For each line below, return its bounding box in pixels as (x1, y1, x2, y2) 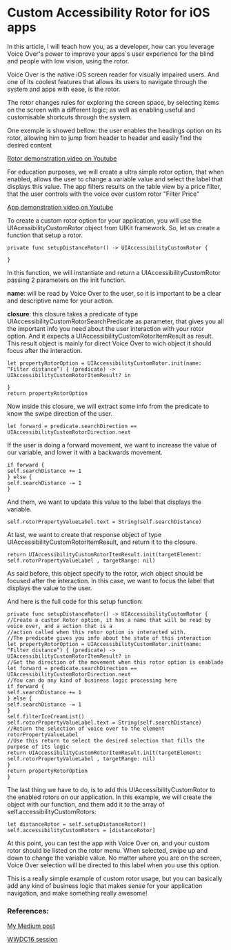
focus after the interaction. (7, 346, 83, 354)
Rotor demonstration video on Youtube (7, 154, 117, 163)
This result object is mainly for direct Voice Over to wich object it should (7, 339, 212, 347)
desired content (7, 141, 52, 149)
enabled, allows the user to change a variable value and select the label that (7, 174, 223, 183)
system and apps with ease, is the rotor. (7, 85, 121, 93)
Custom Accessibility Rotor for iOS (7, 5, 210, 21)
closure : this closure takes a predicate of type (7, 310, 139, 318)
